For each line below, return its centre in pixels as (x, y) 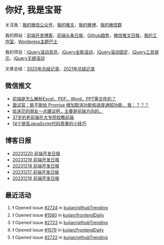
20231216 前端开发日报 (36, 178)
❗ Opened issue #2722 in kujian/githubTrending (60, 238)
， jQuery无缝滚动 (27, 58)
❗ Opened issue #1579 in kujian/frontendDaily (58, 230)
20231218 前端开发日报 (36, 166)
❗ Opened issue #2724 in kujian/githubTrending (60, 208)
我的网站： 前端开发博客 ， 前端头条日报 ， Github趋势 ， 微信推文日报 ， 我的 (79, 35)
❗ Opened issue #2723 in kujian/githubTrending (60, 223)
